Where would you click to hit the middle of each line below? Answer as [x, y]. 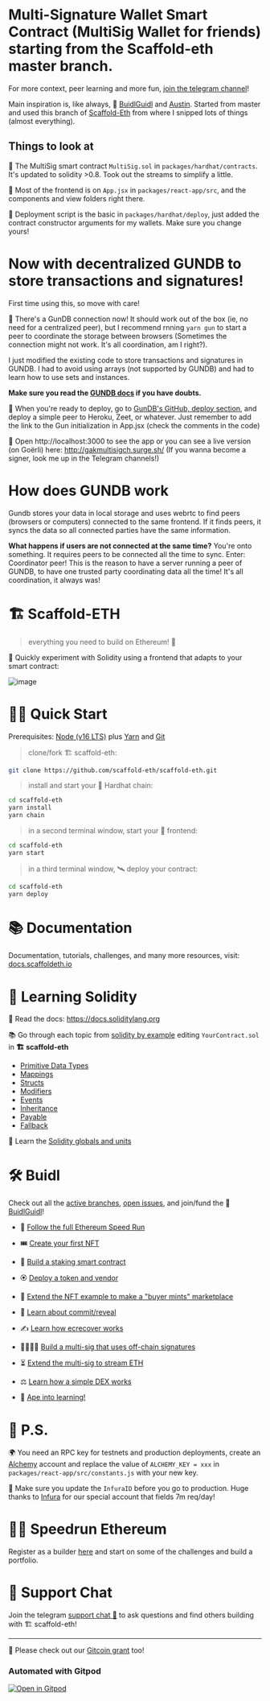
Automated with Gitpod [55, 1671]
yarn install [30, 808]
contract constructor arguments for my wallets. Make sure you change [125, 222]
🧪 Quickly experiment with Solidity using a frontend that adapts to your [125, 657]
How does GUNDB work [88, 491]
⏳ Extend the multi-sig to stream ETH [82, 1363]
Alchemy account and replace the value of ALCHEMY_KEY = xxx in [114, 1464]
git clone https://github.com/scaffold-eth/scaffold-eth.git [113, 770]
